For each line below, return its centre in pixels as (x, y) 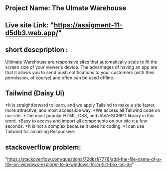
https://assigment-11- (88, 25)
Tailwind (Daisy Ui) (35, 93)
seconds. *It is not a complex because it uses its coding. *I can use (75, 126)
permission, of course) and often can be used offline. (60, 78)
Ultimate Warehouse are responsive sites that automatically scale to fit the (81, 62)
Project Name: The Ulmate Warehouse (66, 8)
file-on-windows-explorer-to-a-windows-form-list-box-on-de (69, 165)
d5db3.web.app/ (32, 33)
